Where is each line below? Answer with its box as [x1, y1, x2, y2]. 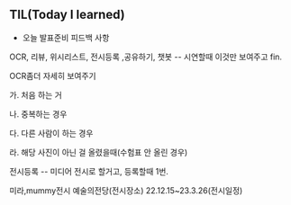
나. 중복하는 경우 [9, 108, 68, 120]
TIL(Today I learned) [9, 7, 125, 22]
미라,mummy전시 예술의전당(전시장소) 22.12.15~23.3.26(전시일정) [9, 184, 243, 196]
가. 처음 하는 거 [9, 89, 63, 100]
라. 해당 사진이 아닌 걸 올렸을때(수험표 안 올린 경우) [9, 147, 188, 157]
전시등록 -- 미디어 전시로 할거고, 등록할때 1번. [9, 165, 169, 176]
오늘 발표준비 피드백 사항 [22, 31, 110, 43]
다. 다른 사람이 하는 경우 [9, 128, 94, 138]
